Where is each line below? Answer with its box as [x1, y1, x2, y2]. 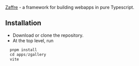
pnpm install [10, 47, 37, 52]
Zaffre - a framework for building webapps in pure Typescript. [5, 5, 134, 10]
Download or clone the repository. [12, 32, 84, 38]
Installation [5, 19, 41, 27]
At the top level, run [12, 37, 54, 43]
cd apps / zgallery [10, 52, 47, 57]
